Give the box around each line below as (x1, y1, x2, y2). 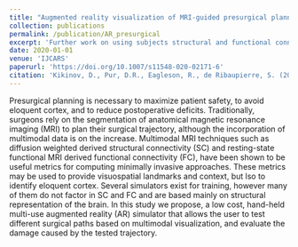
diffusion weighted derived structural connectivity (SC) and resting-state (9, 142, 275, 153)
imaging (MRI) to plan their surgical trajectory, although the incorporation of (9, 123, 286, 134)
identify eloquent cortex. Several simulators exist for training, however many (9, 179, 288, 191)
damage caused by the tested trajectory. (9, 227, 158, 238)
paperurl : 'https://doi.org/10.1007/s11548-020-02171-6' (9, 63, 224, 72)
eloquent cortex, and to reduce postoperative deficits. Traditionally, (9, 104, 255, 116)
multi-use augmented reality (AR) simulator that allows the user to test (9, 208, 266, 219)
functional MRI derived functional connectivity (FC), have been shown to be (9, 152, 286, 163)
